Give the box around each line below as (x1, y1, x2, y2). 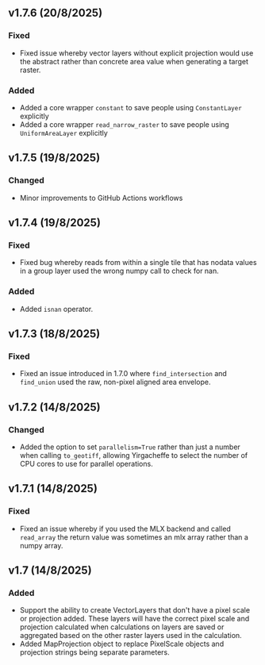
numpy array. (19, 540, 63, 550)
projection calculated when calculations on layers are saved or (19, 622, 225, 632)
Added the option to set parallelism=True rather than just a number (19, 442, 240, 452)
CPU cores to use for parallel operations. (19, 459, 153, 469)
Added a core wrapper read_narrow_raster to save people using (19, 119, 230, 129)
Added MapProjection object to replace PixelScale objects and (19, 639, 225, 649)
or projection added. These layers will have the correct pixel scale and (19, 614, 250, 624)
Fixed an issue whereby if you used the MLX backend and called (19, 524, 232, 533)
